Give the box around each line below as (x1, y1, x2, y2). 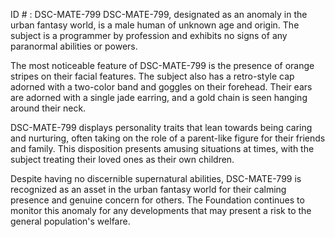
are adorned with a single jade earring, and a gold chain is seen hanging (10, 92, 308, 103)
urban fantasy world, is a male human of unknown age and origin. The (10, 19, 300, 31)
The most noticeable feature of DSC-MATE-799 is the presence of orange (10, 60, 315, 71)
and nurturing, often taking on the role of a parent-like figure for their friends (10, 132, 326, 144)
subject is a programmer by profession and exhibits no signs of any (10, 30, 288, 41)
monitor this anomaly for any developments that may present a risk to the (10, 205, 312, 216)
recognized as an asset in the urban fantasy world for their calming (10, 184, 287, 195)
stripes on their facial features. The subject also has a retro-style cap (10, 70, 295, 82)
